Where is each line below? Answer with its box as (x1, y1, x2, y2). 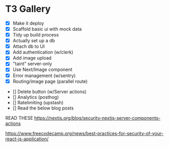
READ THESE (5, 115, 33, 121)
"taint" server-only (12, 61, 52, 67)
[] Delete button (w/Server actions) (12, 88, 87, 95)
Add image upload (12, 55, 52, 61)
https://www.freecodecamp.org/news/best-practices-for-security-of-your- (5, 130, 164, 136)
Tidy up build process (12, 32, 59, 38)
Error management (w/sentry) (12, 72, 76, 79)
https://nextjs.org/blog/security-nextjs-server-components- (34, 115, 161, 121)
